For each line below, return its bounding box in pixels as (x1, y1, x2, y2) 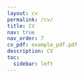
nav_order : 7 (7, 35, 44, 42)
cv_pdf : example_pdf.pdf (7, 41, 78, 48)
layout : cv (7, 9, 38, 17)
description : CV (7, 48, 53, 55)
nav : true (7, 28, 36, 36)
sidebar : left (13, 60, 53, 67)
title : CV (7, 22, 36, 29)
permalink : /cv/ (7, 16, 53, 23)
